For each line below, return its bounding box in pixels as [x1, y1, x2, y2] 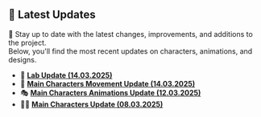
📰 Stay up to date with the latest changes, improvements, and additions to [8, 29, 254, 38]
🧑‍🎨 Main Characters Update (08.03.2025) [19, 99, 164, 109]
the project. [8, 38, 47, 47]
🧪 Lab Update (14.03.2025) [19, 70, 113, 80]
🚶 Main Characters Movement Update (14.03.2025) [19, 79, 196, 88]
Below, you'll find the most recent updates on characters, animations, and [8, 46, 253, 56]
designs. [8, 54, 37, 64]
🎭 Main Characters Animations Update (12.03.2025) [19, 87, 201, 97]
